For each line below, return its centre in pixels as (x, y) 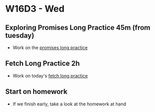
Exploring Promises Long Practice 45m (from (78, 28)
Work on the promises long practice (50, 48)
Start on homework (36, 92)
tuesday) (20, 35)
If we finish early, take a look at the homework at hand (69, 104)
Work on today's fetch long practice (50, 76)
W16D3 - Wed (35, 9)
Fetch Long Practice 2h (43, 64)
